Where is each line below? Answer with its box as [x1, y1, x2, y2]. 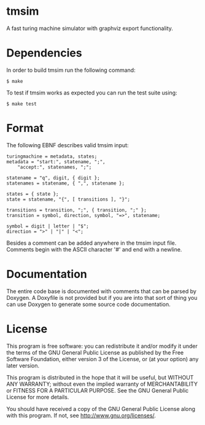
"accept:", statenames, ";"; [17, 164, 92, 170]
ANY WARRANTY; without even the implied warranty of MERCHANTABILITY [6, 380, 198, 388]
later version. [6, 362, 40, 369]
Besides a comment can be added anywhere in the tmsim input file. [6, 239, 177, 247]
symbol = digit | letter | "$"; [6, 223, 89, 229]
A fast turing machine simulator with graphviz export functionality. [6, 25, 174, 32]
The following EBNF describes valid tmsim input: [6, 141, 129, 148]
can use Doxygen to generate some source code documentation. [6, 301, 171, 308]
